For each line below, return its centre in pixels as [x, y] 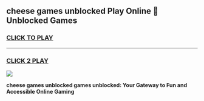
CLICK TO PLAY [30, 38]
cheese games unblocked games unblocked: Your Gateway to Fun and [97, 85]
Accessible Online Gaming [40, 91]
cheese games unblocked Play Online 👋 [83, 11]
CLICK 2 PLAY [27, 60]
